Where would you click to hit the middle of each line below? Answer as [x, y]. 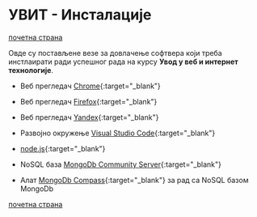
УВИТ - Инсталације [80, 15]
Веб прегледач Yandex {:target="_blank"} [89, 117]
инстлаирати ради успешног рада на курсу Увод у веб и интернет [123, 62]
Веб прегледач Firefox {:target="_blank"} [88, 101]
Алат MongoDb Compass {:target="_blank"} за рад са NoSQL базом [134, 180]
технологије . [31, 70]
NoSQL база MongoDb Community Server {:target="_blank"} [121, 164]
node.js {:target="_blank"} [63, 148]
